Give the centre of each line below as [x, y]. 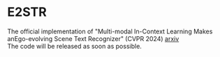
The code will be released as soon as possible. [74, 46]
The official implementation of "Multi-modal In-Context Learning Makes [110, 31]
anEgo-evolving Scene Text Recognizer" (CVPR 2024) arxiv [93, 38]
